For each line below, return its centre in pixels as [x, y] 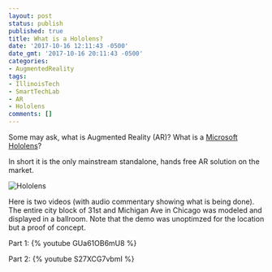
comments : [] [30, 114]
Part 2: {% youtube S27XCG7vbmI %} [72, 259]
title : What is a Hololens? [56, 39]
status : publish [36, 24]
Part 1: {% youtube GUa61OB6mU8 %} [73, 243]
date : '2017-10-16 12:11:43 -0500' [69, 46]
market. [21, 170]
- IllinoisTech [34, 84]
